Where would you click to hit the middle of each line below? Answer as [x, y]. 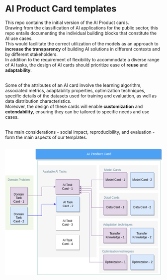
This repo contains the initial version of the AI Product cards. [67, 22]
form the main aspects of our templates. [46, 137]
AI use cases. [19, 38]
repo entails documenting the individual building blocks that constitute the [81, 33]
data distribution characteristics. [38, 101]
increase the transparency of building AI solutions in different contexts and [83, 49]
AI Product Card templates [61, 9]
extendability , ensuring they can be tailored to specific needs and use [77, 112]
